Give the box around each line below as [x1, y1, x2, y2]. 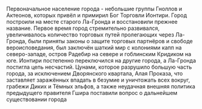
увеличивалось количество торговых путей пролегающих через [6, 31, 175, 38]
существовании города [6, 96, 67, 103]
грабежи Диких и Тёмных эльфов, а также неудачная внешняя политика [6, 83, 196, 90]
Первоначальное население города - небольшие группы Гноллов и [6, 5, 183, 12]
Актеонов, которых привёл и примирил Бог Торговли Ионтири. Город [6, 12, 187, 19]
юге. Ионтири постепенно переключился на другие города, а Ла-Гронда [6, 57, 197, 64]
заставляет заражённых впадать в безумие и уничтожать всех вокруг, [6, 76, 190, 83]
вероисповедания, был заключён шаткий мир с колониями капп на [6, 44, 182, 51]
